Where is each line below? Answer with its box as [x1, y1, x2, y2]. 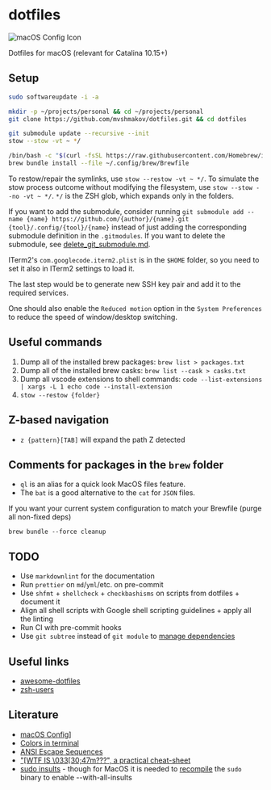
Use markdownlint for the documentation [19, 571, 155, 581]
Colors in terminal [19, 737, 79, 748]
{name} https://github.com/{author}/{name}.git [26, 215, 190, 223]
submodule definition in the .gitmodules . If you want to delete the [8, 230, 226, 240]
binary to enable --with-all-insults [19, 772, 133, 782]
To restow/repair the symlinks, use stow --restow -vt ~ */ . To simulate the [8, 174, 260, 183]
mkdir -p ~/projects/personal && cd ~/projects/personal [8, 107, 204, 116]
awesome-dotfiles [19, 676, 81, 686]
